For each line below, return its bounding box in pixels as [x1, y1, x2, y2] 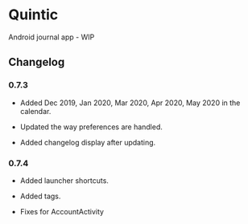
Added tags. [19, 191, 61, 201]
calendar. [19, 106, 52, 116]
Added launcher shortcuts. [19, 175, 109, 185]
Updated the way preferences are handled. [19, 122, 163, 132]
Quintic [8, 6, 59, 24]
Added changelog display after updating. [19, 137, 156, 147]
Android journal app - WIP [8, 32, 95, 42]
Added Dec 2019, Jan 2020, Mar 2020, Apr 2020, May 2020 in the [19, 98, 241, 108]
